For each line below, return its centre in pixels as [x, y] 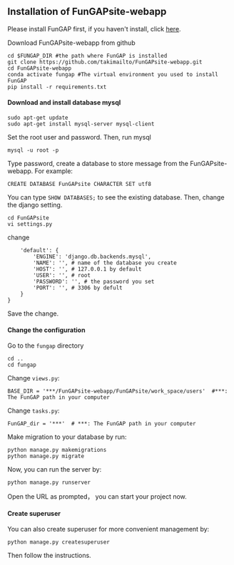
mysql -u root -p [33, 150]
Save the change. [33, 313]
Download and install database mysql [64, 103]
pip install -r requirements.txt [57, 87]
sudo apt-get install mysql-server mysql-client [81, 124]
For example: [54, 171]
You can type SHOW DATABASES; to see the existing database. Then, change [116, 197]
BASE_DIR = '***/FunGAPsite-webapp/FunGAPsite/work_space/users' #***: [118, 391]
